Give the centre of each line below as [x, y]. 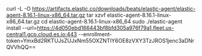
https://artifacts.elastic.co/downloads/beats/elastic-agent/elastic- [114, 9]
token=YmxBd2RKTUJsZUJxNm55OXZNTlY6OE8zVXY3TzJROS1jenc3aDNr [100, 41]
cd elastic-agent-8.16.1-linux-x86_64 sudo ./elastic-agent [112, 21]
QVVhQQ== [21, 47]
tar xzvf [96, 15]
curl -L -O [19, 9]
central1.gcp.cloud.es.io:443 [42, 34]
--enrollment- [95, 34]
